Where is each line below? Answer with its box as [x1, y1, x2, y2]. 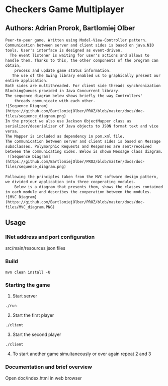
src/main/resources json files [5, 245, 65, 251]
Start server [12, 293, 38, 299]
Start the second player [12, 331, 61, 337]
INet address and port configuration [5, 234, 95, 241]
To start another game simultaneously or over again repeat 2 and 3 [12, 351, 151, 357]
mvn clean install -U [5, 270, 51, 275]
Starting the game [5, 281, 50, 288]
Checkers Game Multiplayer [5, 4, 125, 15]
